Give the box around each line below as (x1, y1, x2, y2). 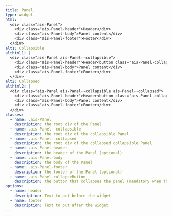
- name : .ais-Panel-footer (10, 164, 68, 169)
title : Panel (5, 7, 33, 13)
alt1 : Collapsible (5, 46, 45, 51)
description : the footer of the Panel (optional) (14, 169, 123, 175)
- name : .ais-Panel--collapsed (10, 136, 77, 141)
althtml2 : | (5, 83, 31, 89)
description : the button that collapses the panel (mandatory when (14, 179, 161, 184)
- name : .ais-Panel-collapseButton (10, 174, 86, 179)
